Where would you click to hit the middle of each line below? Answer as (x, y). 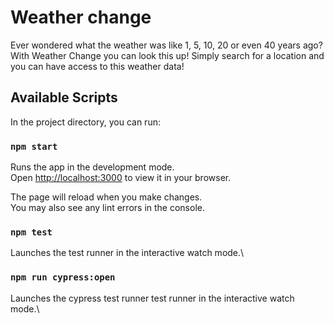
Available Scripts (64, 97)
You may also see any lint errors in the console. (107, 208)
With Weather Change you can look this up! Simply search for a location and (167, 55)
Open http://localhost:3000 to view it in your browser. (121, 178)
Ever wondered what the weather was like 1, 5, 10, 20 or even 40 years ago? (166, 45)
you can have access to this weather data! (97, 66)
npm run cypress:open (63, 277)
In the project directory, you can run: (85, 122)
